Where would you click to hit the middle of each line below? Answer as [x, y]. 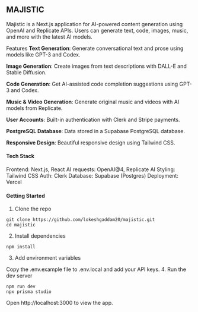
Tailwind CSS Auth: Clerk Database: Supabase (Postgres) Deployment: [92, 176]
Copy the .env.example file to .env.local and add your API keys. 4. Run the [96, 269]
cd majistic [21, 225]
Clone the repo [33, 209]
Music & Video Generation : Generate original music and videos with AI [93, 102]
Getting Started [26, 196]
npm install [21, 247]
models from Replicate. [34, 108]
